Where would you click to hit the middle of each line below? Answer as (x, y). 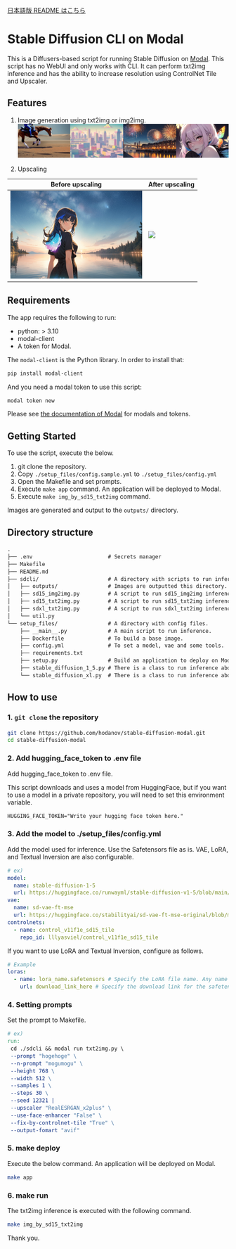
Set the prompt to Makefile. (47, 1020)
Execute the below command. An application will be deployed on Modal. (111, 1163)
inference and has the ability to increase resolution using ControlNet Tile (112, 73)
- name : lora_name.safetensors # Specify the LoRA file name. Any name (121, 980)
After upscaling (172, 184)
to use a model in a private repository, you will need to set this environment (116, 795)
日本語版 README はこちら (47, 10)
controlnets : (26, 922)
